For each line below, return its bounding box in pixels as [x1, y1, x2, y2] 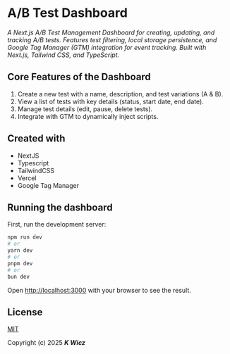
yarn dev [7, 247, 33, 254]
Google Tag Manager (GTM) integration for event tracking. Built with [7, 43, 207, 51]
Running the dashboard [7, 201, 113, 213]
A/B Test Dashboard [7, 5, 128, 21]
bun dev [7, 273, 30, 280]
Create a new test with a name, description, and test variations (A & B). [17, 89, 224, 98]
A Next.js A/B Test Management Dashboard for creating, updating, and [7, 28, 215, 37]
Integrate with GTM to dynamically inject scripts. [17, 112, 159, 120]
